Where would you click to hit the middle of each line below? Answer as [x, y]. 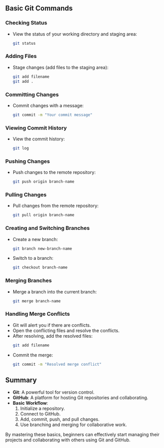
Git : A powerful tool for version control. [54, 392]
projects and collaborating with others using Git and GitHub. [68, 440]
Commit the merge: [33, 355]
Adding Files [21, 56]
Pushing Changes [28, 161]
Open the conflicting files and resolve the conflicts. [66, 331]
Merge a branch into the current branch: [55, 291]
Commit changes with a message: [48, 105]
